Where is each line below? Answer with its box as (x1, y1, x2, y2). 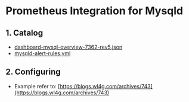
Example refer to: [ (14, 82, 60, 90)
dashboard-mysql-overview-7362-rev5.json (14, 43, 123, 50)
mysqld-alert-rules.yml (14, 50, 71, 57)
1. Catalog (5, 28, 43, 38)
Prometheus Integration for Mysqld (5, 4, 183, 18)
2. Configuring (5, 67, 61, 77)
